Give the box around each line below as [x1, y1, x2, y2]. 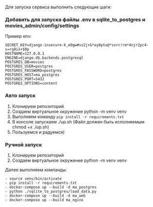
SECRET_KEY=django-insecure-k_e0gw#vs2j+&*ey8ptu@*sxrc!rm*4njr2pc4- [5, 43, 149, 48]
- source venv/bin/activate [5, 176, 62, 181]
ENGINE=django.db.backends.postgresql [5, 55, 84, 60]
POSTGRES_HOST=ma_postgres [5, 72, 60, 77]
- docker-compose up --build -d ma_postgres [5, 185, 97, 190]
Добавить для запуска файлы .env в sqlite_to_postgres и [5, 16, 146, 23]
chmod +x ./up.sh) [12, 124, 50, 130]
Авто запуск [5, 92, 35, 99]
